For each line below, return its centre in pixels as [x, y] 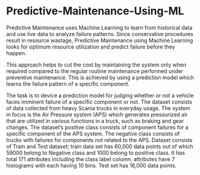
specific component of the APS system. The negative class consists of [93, 134]
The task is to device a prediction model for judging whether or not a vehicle [100, 95]
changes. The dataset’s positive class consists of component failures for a [97, 127]
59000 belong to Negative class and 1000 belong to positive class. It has [96, 153]
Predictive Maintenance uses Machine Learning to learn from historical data [99, 28]
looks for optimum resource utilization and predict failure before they [91, 47]
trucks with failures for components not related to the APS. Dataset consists [99, 140]
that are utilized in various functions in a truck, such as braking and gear [95, 120]
